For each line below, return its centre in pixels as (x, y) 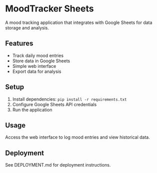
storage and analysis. (27, 27)
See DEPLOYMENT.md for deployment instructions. (58, 165)
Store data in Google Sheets (41, 61)
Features (19, 44)
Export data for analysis (37, 71)
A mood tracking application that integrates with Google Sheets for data (79, 22)
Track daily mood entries (38, 55)
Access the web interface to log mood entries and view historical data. (78, 137)
